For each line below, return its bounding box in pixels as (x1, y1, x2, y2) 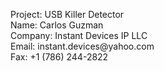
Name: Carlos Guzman (10, 19, 104, 31)
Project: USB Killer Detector (10, 9, 125, 20)
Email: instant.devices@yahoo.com (10, 40, 155, 52)
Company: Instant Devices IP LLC (10, 30, 148, 41)
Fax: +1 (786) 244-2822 (10, 51, 109, 63)
